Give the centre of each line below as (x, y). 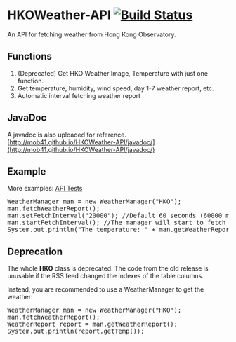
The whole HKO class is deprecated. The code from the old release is (108, 268)
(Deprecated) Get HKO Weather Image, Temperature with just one (113, 73)
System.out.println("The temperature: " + (81, 230)
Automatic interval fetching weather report (79, 95)
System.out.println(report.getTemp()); (76, 331)
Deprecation (35, 251)
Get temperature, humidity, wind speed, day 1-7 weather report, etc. (116, 88)
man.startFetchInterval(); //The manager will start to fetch (117, 223)
